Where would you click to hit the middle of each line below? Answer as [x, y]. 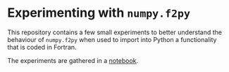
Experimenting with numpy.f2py [99, 13]
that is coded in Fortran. [42, 47]
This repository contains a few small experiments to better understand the [115, 32]
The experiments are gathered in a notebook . [73, 60]
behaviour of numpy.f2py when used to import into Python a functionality [112, 39]
